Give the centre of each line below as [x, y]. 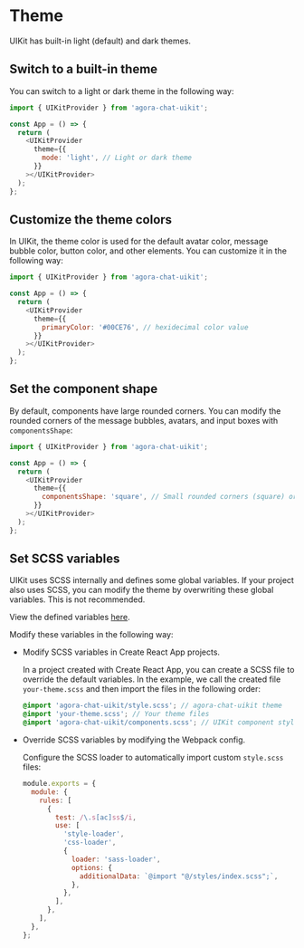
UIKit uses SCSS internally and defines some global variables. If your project [152, 580]
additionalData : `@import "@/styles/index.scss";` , [179, 876]
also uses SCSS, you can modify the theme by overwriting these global [142, 590]
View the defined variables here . [70, 618]
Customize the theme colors [91, 220]
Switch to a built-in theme [84, 69]
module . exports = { [59, 784]
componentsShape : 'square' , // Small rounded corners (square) [163, 497]
